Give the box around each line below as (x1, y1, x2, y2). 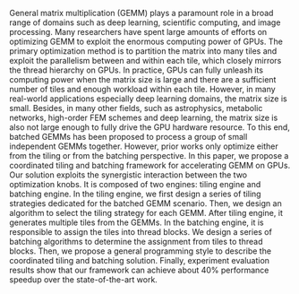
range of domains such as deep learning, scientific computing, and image (9, 17, 281, 28)
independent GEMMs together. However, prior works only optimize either (9, 141, 279, 151)
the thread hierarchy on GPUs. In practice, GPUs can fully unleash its (9, 65, 264, 75)
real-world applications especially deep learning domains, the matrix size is (9, 93, 288, 104)
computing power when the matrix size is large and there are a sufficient (9, 74, 277, 84)
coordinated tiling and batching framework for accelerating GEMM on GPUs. (9, 160, 291, 170)
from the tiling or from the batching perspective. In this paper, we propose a (9, 151, 289, 160)
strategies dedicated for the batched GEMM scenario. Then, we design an (9, 198, 282, 209)
